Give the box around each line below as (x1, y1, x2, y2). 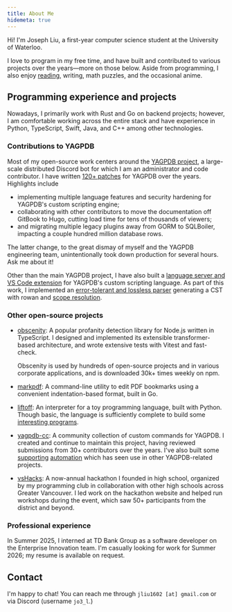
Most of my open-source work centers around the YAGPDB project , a (7, 157, 205, 165)
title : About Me (7, 10, 54, 17)
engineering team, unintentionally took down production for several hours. (7, 250, 219, 258)
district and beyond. (17, 503, 75, 512)
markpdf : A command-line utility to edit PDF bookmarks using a (17, 382, 199, 390)
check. (17, 348, 37, 357)
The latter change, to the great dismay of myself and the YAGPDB (7, 243, 194, 251)
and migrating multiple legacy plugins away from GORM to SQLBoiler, (17, 222, 215, 231)
